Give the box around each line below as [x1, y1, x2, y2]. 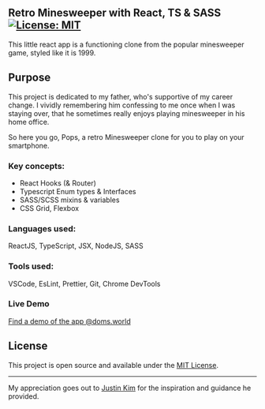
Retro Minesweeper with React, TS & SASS [8, 6, 222, 20]
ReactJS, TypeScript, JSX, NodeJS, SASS [8, 241, 144, 251]
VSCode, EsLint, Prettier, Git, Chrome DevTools [8, 279, 161, 288]
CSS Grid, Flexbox [19, 203, 80, 212]
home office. [8, 117, 50, 126]
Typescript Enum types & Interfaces [19, 186, 136, 196]
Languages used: [8, 223, 77, 234]
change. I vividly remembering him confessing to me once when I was [8, 100, 236, 110]
